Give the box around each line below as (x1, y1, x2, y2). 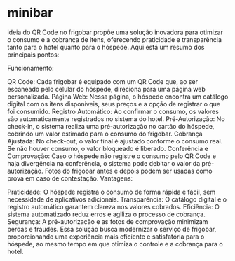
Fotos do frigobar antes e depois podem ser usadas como (44, 167, 213, 175)
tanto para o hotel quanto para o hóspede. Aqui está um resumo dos (7, 43, 205, 51)
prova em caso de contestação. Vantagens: (7, 174, 133, 183)
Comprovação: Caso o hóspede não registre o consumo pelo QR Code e (7, 152, 216, 160)
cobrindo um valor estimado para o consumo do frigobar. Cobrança (7, 129, 203, 138)
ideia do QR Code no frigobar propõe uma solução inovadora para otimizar (7, 28, 223, 36)
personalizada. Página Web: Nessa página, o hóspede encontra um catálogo (7, 92, 229, 101)
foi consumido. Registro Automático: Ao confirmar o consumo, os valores (7, 107, 220, 115)
